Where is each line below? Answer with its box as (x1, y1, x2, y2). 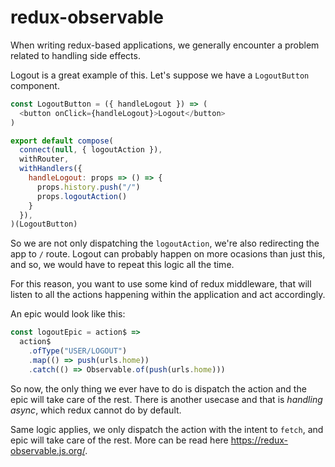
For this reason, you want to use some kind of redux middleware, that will (10, 278, 312, 290)
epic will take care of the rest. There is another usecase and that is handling (10, 393, 323, 405)
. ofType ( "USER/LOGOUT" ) (28, 346, 128, 356)
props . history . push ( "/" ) (36, 182, 141, 192)
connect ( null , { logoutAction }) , (19, 145, 163, 155)
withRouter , (19, 154, 70, 165)
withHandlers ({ (19, 164, 83, 174)
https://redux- (230, 434, 289, 446)
